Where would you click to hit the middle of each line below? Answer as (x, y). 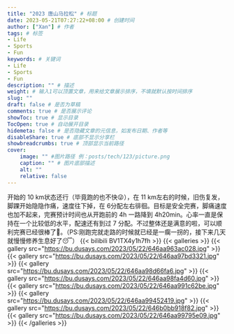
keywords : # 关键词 (34, 59)
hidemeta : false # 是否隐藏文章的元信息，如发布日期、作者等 (87, 131)
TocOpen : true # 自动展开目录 (48, 124)
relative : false (44, 176)
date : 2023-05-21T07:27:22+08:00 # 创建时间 (71, 20)
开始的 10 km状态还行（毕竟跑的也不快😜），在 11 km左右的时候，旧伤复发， (116, 197)
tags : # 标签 (25, 33)
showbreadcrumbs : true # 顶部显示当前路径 (66, 144)
